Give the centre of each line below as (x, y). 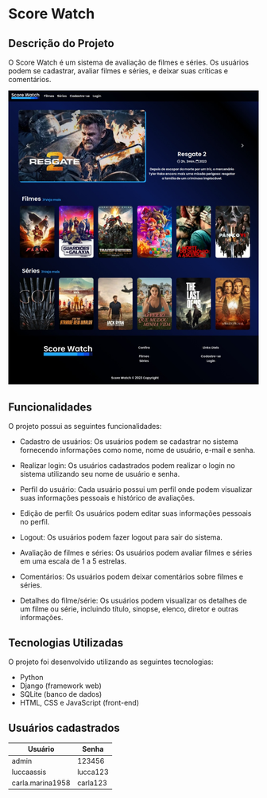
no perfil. (35, 522)
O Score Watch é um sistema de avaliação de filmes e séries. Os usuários (128, 62)
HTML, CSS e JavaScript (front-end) (79, 703)
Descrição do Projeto (61, 43)
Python (31, 678)
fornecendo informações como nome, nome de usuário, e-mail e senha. (137, 450)
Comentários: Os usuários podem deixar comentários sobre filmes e (132, 577)
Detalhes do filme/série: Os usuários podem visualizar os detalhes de (133, 601)
